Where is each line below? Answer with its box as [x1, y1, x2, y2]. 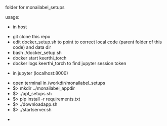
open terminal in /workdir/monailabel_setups [12, 80, 105, 86]
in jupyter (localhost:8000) [12, 70, 68, 76]
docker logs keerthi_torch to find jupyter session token [12, 60, 127, 66]
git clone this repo [12, 34, 51, 39]
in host [12, 24, 27, 30]
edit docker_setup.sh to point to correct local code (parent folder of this [12, 39, 162, 45]
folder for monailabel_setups [5, 5, 65, 10]
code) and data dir [12, 44, 52, 50]
